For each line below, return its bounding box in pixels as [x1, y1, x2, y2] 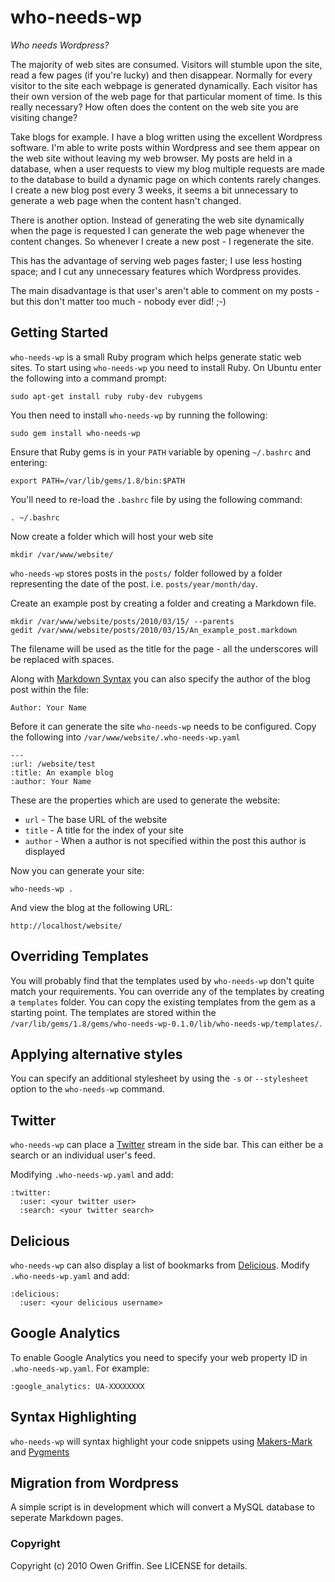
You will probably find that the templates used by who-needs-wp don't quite [10, 974, 315, 986]
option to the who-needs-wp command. [10, 1083, 165, 1095]
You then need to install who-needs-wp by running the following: [10, 409, 268, 421]
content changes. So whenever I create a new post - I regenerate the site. [10, 235, 315, 247]
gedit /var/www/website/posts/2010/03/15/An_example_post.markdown [10, 625, 298, 635]
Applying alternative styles [10, 1046, 183, 1063]
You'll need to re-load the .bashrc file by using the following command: [10, 493, 303, 505]
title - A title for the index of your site [24, 824, 184, 836]
